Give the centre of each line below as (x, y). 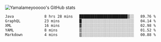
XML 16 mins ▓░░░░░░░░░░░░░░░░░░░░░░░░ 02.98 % (80, 25)
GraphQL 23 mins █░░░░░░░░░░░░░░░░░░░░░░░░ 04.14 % (80, 21)
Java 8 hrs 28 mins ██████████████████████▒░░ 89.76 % (80, 17)
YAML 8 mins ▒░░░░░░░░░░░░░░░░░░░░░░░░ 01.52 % (80, 30)
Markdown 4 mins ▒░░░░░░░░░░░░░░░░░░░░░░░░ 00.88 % (80, 35)
